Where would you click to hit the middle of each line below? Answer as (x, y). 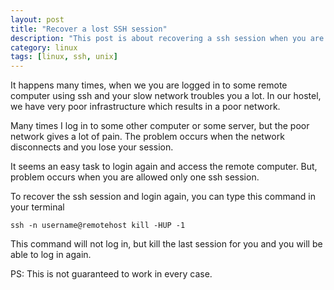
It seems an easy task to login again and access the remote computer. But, (164, 167)
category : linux (44, 47)
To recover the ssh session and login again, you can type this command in (163, 197)
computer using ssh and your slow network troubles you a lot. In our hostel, (166, 96)
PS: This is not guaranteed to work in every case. (111, 274)
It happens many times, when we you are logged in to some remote (149, 85)
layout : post (37, 19)
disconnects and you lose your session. (92, 147)
